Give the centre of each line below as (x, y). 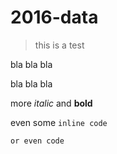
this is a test (59, 45)
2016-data (54, 17)
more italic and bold (51, 103)
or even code (37, 141)
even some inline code (59, 122)
